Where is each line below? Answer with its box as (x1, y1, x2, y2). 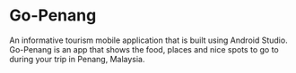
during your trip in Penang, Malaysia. (9, 53, 145, 64)
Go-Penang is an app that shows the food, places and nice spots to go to (9, 44, 280, 54)
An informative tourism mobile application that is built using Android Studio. (9, 35, 289, 45)
